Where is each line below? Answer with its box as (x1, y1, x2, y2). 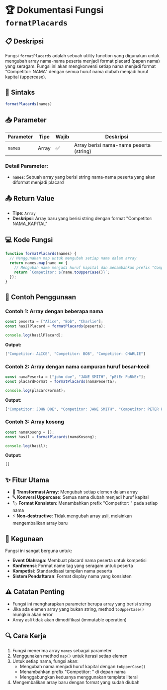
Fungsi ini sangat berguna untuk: (5, 548, 72, 554)
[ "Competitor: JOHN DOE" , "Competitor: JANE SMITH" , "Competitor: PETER (5, 407, 159, 412)
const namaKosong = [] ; (5, 430, 55, 435)
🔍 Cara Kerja (5, 632, 46, 640)
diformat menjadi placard (12, 179, 64, 185)
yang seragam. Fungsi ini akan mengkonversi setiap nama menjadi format (5, 63, 156, 69)
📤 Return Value (5, 194, 55, 203)
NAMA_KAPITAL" (12, 221, 48, 227)
